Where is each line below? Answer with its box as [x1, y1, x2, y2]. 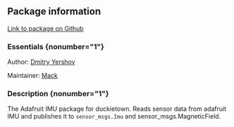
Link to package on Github [7, 24, 84, 32]
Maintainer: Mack [7, 72, 58, 80]
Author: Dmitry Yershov [7, 58, 75, 66]
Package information [7, 6, 101, 18]
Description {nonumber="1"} [7, 89, 109, 99]
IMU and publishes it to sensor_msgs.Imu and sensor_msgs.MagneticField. [7, 112, 221, 121]
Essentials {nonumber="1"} [7, 41, 104, 51]
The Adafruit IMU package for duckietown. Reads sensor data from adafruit [7, 105, 227, 113]
